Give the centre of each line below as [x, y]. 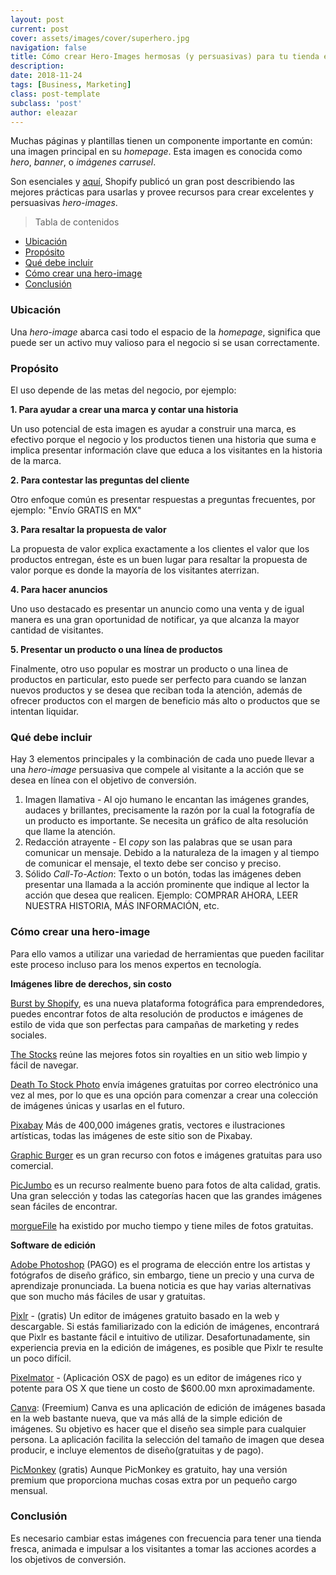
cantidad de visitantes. [57, 630]
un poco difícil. [41, 1358]
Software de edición [53, 1245]
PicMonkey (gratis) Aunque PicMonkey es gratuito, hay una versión [149, 1469]
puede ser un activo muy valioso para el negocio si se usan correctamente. [165, 342]
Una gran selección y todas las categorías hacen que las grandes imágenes [166, 1195]
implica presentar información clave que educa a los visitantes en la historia [166, 450]
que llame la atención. [70, 832]
